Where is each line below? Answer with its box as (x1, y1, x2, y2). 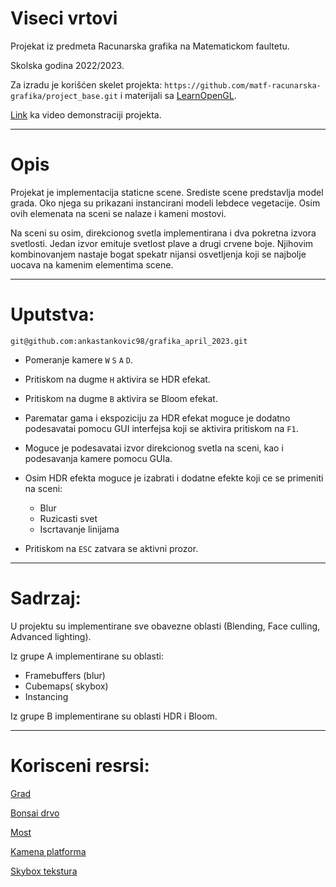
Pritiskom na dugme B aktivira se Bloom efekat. (24, 392, 218, 404)
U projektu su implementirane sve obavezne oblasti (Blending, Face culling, (10, 620, 321, 632)
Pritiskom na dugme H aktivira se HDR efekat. (24, 373, 211, 385)
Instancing (24, 690, 69, 702)
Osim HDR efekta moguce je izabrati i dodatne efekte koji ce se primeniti (24, 472, 324, 484)
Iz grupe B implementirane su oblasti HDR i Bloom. (10, 710, 218, 722)
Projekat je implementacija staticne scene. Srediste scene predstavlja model (10, 186, 324, 198)
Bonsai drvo (10, 807, 60, 819)
